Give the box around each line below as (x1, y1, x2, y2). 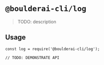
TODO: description (17, 18, 57, 24)
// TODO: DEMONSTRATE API (5, 55, 59, 60)
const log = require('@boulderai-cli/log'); (5, 46, 100, 51)
